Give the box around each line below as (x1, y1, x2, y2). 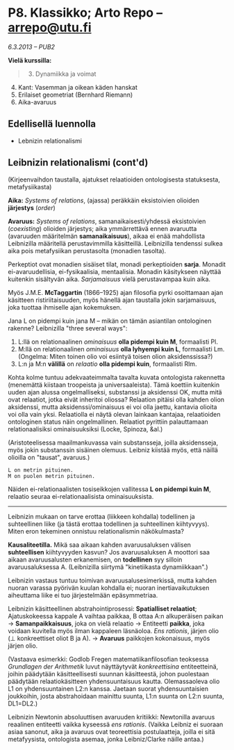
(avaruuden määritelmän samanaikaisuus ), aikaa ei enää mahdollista (8, 232, 206, 240)
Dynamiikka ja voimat (35, 70, 97, 78)
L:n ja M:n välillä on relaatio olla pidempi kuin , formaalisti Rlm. (17, 360, 197, 368)
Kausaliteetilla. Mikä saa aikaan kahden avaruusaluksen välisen (8, 541, 192, 549)
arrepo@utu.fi (8, 19, 92, 35)
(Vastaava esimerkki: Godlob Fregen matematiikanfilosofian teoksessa (8, 655, 209, 663)
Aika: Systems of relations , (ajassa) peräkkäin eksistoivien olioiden (8, 196, 200, 205)
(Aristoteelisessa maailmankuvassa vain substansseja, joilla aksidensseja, (8, 438, 218, 447)
